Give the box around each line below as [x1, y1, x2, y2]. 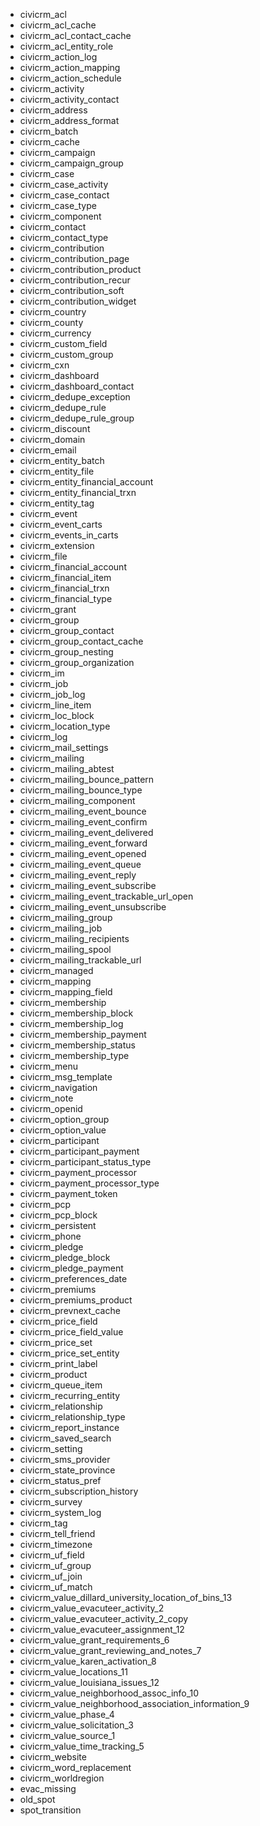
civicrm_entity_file [19, 465, 95, 477]
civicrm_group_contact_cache [19, 635, 144, 647]
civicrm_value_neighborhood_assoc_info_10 [19, 1687, 200, 1699]
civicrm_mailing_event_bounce [19, 805, 147, 817]
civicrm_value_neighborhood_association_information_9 [19, 1698, 250, 1709]
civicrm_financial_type [19, 593, 113, 604]
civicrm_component [19, 210, 102, 222]
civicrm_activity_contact [19, 94, 120, 105]
